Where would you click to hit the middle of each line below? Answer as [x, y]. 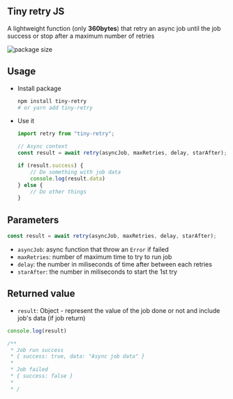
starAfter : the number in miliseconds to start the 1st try [97, 272]
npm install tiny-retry [52, 101]
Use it [26, 121]
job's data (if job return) [51, 318]
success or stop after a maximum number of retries [81, 36]
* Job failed [29, 370]
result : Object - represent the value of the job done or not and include [119, 310]
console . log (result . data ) [68, 178]
